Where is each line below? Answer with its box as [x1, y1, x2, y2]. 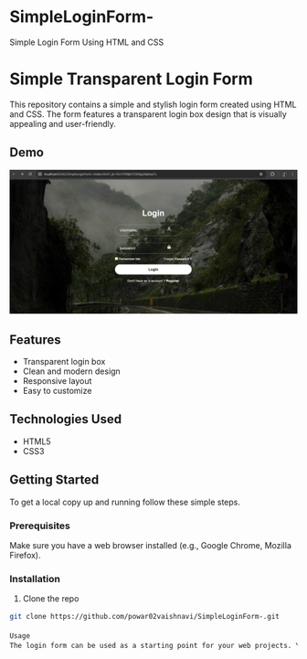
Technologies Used [9, 411, 122, 427]
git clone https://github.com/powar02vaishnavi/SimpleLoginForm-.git [9, 612, 281, 622]
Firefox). [9, 549, 41, 560]
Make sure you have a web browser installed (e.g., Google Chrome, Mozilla [9, 539, 292, 550]
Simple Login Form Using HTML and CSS [9, 37, 164, 48]
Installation [9, 572, 61, 585]
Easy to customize [22, 385, 92, 396]
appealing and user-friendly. [9, 118, 117, 129]
